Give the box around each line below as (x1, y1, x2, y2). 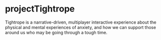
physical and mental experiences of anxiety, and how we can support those (5, 24, 156, 30)
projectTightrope (5, 3, 75, 14)
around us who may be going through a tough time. (5, 29, 108, 35)
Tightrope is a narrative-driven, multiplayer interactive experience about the (5, 19, 157, 25)
